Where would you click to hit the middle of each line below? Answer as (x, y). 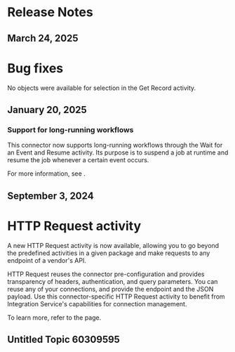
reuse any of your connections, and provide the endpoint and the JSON (110, 289)
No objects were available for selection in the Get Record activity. (102, 88)
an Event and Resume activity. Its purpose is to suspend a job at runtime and (118, 152)
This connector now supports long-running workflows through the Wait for (115, 145)
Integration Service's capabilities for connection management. (97, 304)
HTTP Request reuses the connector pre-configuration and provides (106, 274)
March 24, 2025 (43, 38)
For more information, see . (46, 174)
